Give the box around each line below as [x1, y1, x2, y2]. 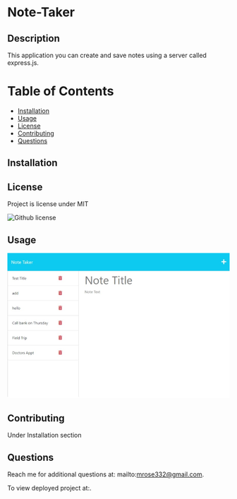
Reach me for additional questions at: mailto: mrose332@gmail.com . [7, 470, 205, 479]
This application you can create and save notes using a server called [7, 51, 207, 59]
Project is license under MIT [7, 200, 89, 208]
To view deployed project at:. [7, 484, 92, 493]
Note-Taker [7, 4, 75, 20]
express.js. [7, 59, 39, 67]
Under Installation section [7, 431, 82, 440]
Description [7, 32, 60, 44]
